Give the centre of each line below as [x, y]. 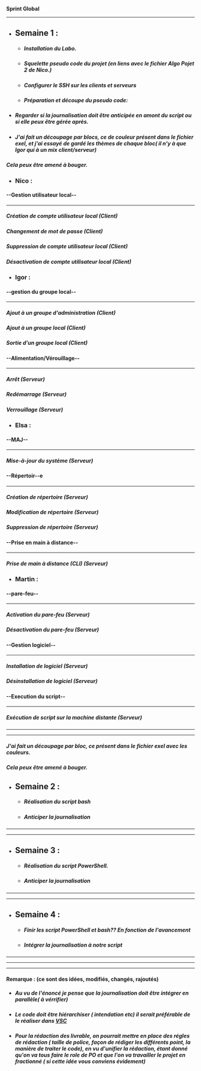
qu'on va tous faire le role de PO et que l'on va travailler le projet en [100, 1055]
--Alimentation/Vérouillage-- [43, 358]
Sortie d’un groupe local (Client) [47, 343]
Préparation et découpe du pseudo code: [76, 100]
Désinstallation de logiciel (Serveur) [52, 681]
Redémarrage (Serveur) [36, 394]
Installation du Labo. [50, 48]
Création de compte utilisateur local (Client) [62, 216]
